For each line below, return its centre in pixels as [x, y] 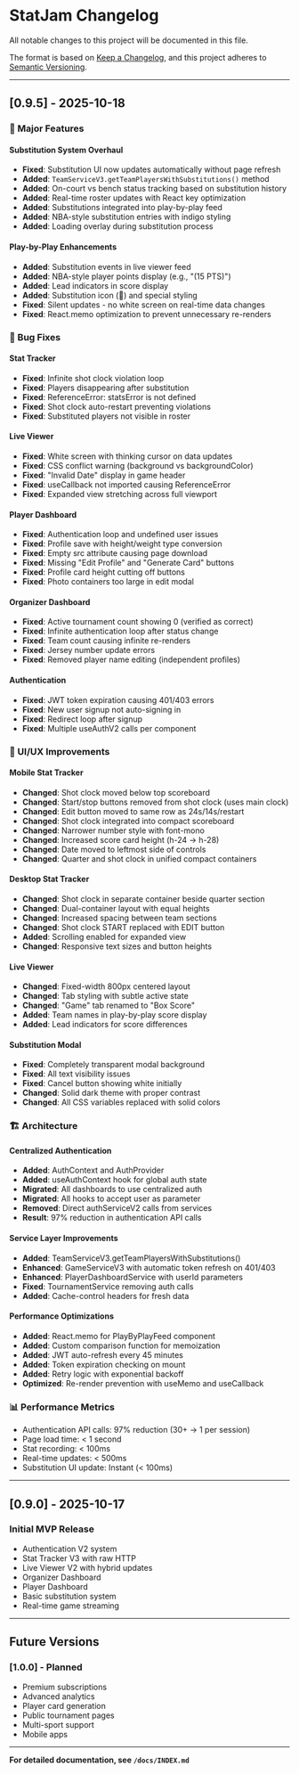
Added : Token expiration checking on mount [104, 1364]
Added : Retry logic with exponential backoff [103, 1374]
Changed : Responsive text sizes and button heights [117, 946]
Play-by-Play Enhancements [63, 247]
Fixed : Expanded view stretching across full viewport [120, 494]
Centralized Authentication [61, 1150]
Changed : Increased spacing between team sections [119, 918]
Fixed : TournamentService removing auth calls [108, 1286]
